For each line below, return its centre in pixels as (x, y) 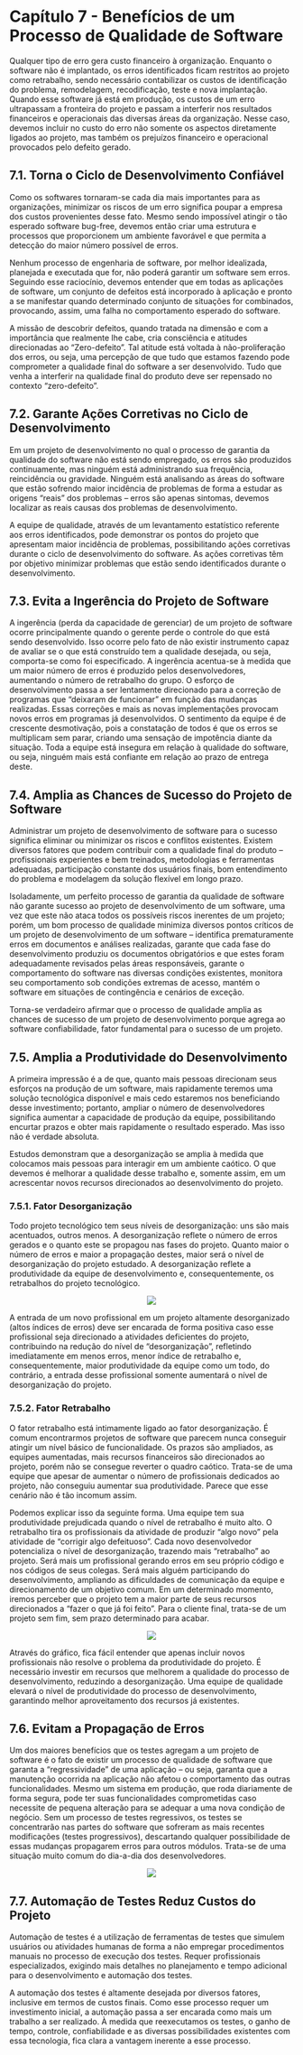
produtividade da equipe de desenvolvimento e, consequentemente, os (142, 1273)
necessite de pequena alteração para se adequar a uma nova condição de (147, 1808)
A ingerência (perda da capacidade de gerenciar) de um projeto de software (151, 623)
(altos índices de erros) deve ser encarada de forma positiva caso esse (142, 1328)
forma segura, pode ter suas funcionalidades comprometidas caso (133, 1799)
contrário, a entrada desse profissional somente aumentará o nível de (138, 1375)
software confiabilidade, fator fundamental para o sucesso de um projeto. (146, 1029)
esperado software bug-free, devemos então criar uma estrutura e (133, 226)
